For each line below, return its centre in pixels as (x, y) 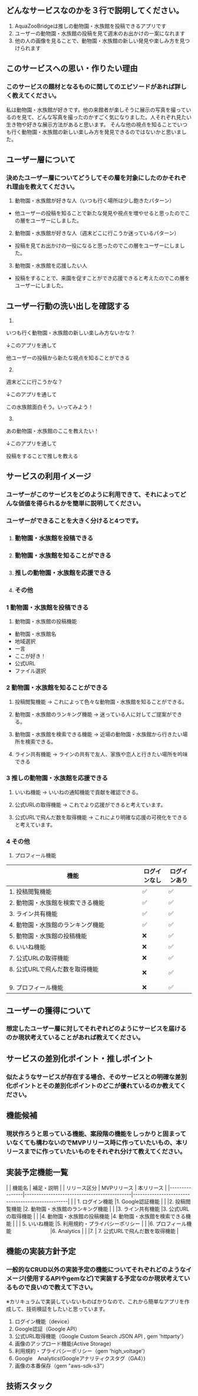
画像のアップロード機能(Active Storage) (63, 1343)
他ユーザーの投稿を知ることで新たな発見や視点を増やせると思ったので (100, 213)
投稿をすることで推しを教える (42, 456)
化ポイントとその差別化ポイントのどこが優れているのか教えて (93, 1085)
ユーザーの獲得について (49, 1011)
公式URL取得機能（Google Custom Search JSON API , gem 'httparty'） (100, 1336)
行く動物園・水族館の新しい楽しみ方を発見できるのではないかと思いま (96, 132)
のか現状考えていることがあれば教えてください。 (75, 1038)
